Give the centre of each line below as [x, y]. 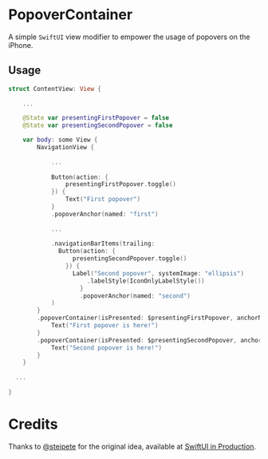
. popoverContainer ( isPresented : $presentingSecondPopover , [137, 340]
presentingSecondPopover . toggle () [130, 259]
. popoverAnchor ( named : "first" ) [104, 214]
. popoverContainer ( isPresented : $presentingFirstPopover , [135, 318]
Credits [33, 424]
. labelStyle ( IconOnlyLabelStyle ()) [146, 281]
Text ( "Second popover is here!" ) [106, 348]
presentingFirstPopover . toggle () [121, 184]
